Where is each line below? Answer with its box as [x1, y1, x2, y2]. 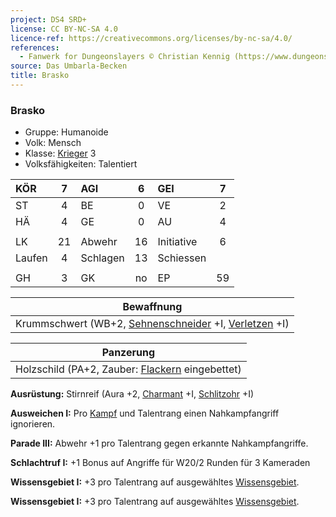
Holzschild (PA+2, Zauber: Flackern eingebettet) [15, 362, 242, 376]
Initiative [157, 235, 198, 249]
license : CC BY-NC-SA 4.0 [10, 24, 118, 34]
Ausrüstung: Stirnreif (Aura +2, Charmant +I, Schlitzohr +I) [10, 388, 255, 400]
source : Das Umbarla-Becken [10, 61, 128, 71]
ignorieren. [10, 418, 56, 430]
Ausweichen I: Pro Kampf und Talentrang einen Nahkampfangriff [10, 407, 280, 420]
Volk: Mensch [24, 137, 82, 149]
